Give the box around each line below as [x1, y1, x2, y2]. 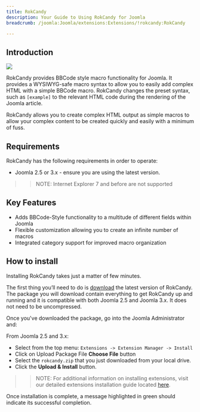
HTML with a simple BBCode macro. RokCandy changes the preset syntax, [6, 87, 190, 94]
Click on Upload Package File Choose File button [14, 350, 136, 358]
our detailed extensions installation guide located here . [35, 381, 171, 388]
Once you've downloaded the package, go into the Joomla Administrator [6, 315, 185, 322]
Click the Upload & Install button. [14, 363, 97, 370]
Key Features [6, 198, 57, 208]
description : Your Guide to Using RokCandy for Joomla [6, 14, 146, 20]
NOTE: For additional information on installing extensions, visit [35, 374, 189, 382]
